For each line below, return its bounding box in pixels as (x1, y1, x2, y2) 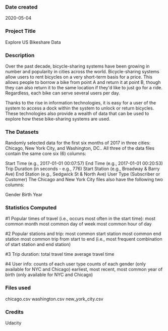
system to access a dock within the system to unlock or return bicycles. (5, 105, 154, 111)
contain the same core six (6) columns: (5, 150, 87, 157)
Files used (5, 284, 31, 291)
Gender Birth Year (5, 192, 43, 198)
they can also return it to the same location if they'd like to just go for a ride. (5, 84, 162, 90)
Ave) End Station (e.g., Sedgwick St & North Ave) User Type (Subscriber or (5, 171, 160, 177)
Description (5, 51, 35, 59)
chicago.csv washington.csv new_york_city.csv (5, 296, 103, 302)
